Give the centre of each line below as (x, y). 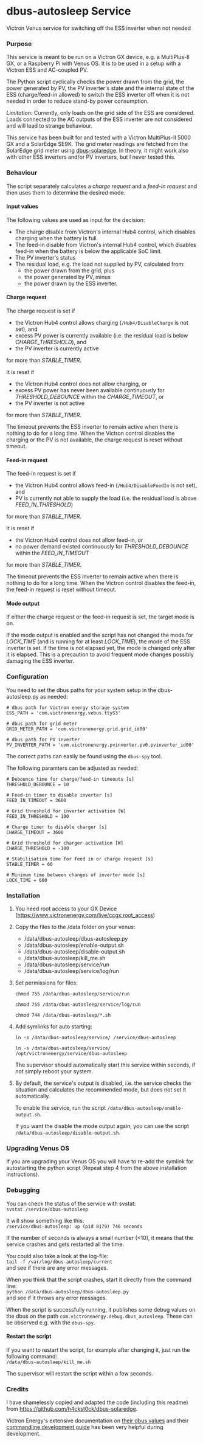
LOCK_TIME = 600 (27, 880)
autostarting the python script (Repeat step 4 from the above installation (97, 1168)
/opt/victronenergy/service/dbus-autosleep (71, 1053)
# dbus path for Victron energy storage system (68, 708)
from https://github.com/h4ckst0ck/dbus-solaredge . (72, 1409)
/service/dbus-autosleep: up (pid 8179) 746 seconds (74, 1227)
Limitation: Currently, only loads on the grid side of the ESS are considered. (101, 113)
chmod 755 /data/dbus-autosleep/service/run (72, 994)
